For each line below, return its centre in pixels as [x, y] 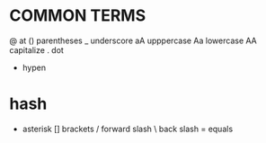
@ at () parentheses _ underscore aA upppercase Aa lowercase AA [133, 40]
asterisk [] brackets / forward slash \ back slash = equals [128, 129]
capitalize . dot [37, 49]
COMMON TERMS [78, 16]
